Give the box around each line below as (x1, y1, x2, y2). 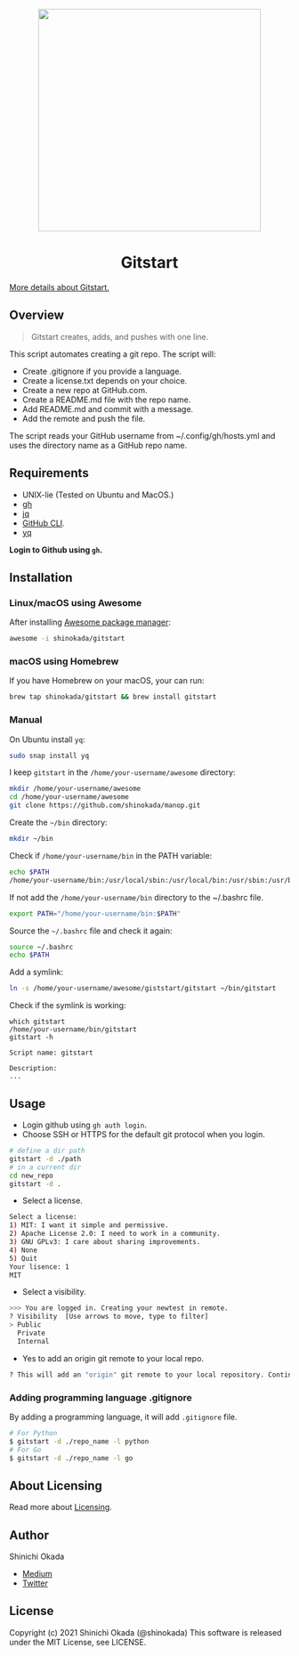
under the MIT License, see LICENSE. (9, 1636, 147, 1647)
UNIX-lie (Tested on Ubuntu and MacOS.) (21, 489, 174, 500)
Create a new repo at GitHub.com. (21, 384, 149, 395)
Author (9, 1527, 49, 1543)
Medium (21, 1569, 53, 1579)
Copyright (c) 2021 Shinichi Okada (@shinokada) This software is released (9, 1627, 282, 1637)
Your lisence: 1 (9, 1262, 69, 1272)
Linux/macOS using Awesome (9, 596, 142, 609)
